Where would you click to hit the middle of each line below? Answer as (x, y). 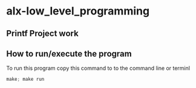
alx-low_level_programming (78, 11)
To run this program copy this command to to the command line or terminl (98, 68)
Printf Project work (42, 33)
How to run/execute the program (69, 53)
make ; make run (25, 80)
